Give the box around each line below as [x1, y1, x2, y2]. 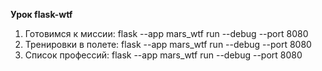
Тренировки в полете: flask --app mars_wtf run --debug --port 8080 [24, 39, 312, 50]
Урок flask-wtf [10, 9, 73, 20]
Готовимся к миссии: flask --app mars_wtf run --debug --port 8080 [24, 28, 309, 39]
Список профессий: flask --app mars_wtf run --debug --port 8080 [24, 49, 303, 61]
